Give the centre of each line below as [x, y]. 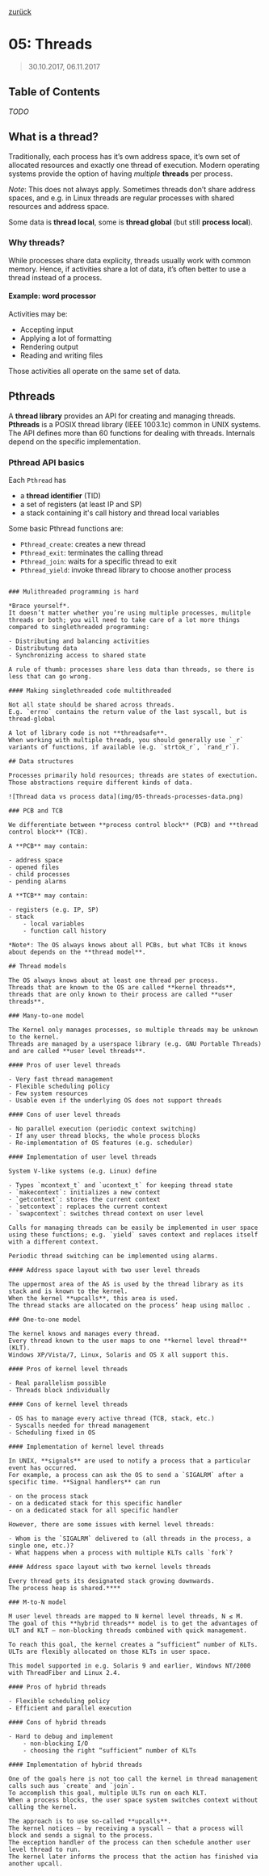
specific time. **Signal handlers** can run [84, 1482]
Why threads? [37, 243]
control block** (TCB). [48, 832]
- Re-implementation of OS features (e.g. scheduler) [101, 1143]
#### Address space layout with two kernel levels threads [110, 1567]
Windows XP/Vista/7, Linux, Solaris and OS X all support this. [119, 1355]
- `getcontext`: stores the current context [84, 1200]
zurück [20, 12]
